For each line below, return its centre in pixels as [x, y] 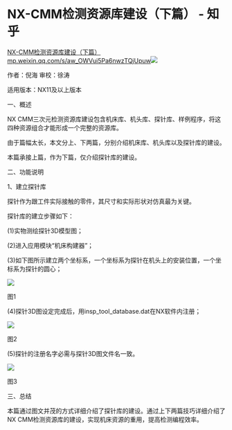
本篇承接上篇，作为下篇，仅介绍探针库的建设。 [74, 157]
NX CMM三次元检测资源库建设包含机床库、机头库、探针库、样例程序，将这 [114, 119]
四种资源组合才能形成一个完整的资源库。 [65, 127]
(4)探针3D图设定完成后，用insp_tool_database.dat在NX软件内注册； [104, 311]
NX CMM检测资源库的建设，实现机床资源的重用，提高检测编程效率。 [105, 419]
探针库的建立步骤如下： [41, 216]
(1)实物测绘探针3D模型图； [45, 231]
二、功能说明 [25, 172]
